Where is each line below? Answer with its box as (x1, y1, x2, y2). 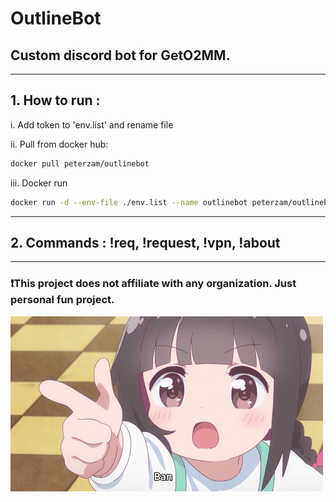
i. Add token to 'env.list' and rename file (10, 118, 174, 131)
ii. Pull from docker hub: (10, 138, 109, 150)
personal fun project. (10, 293, 115, 307)
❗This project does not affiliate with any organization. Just (10, 277, 297, 291)
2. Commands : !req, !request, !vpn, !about (10, 234, 281, 251)
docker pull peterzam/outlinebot (10, 158, 150, 169)
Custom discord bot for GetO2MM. (10, 47, 231, 64)
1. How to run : (10, 92, 101, 109)
